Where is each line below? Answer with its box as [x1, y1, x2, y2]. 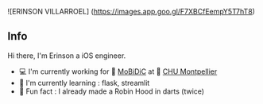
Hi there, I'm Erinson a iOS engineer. [7, 51, 126, 60]
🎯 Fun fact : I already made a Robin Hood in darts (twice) [18, 87, 204, 96]
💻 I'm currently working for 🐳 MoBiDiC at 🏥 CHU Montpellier [18, 67, 218, 76]
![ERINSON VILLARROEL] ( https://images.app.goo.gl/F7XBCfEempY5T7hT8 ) [7, 7, 256, 16]
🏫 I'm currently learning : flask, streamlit [18, 78, 150, 87]
